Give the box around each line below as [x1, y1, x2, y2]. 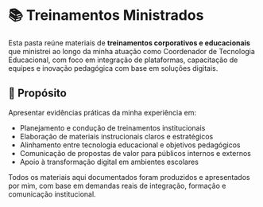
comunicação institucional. [8, 189, 97, 199]
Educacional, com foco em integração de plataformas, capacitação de [8, 55, 238, 64]
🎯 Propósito [8, 87, 68, 100]
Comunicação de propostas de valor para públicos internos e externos [19, 148, 252, 158]
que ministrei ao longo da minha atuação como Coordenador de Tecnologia [8, 46, 256, 56]
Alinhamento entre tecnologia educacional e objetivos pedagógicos [19, 140, 241, 150]
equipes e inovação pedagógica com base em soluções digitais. [8, 63, 219, 72]
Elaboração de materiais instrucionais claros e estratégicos [19, 131, 214, 141]
